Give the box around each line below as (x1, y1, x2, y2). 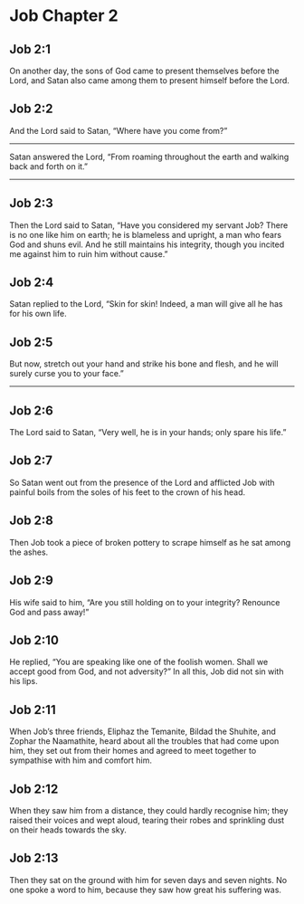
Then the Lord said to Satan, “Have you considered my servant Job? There (9, 219, 289, 231)
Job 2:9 (9, 573, 54, 588)
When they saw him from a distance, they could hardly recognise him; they (9, 804, 289, 815)
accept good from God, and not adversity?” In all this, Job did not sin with (9, 666, 284, 677)
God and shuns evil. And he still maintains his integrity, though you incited (9, 239, 285, 250)
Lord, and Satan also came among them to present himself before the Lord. (9, 75, 290, 86)
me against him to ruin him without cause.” (9, 248, 169, 259)
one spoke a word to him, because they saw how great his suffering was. (9, 884, 282, 895)
